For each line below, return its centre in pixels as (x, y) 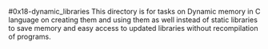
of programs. (30, 36)
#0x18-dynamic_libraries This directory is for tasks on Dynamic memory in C (134, 11)
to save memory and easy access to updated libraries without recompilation (133, 28)
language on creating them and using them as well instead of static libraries (133, 20)
